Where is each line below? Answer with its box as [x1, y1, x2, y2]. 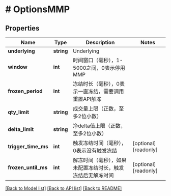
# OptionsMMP [5, 4, 70, 15]
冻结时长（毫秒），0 [73, 80, 120, 87]
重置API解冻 [73, 96, 102, 102]
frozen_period [8, 88, 43, 95]
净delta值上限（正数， [73, 122, 126, 129]
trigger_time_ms [8, 143, 48, 150]
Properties [5, 24, 40, 33]
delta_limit [8, 126, 34, 133]
